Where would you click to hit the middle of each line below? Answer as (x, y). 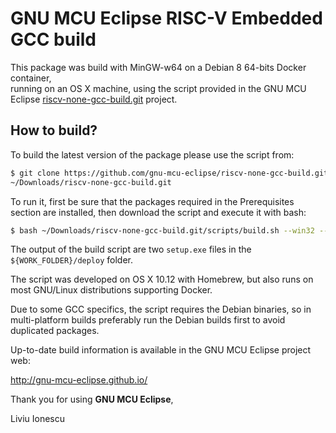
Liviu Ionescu (38, 419)
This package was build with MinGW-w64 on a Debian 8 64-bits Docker (158, 67)
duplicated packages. (55, 331)
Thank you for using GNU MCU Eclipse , (92, 399)
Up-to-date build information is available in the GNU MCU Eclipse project (161, 350)
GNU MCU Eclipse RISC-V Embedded (166, 18)
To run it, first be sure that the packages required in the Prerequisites (152, 201)
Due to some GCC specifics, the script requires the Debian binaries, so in (161, 309)
